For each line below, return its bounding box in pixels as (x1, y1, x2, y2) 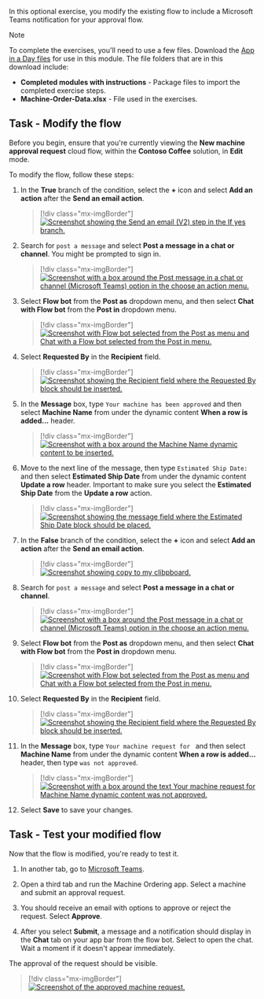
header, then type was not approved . (20, 757, 138, 767)
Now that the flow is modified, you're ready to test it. (9, 849, 179, 858)
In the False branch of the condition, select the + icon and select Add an (20, 535, 255, 545)
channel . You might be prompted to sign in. (20, 249, 162, 258)
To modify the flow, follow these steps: (9, 169, 134, 179)
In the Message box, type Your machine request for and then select (20, 741, 246, 750)
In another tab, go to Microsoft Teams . (20, 864, 145, 873)
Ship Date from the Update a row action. (20, 488, 152, 498)
